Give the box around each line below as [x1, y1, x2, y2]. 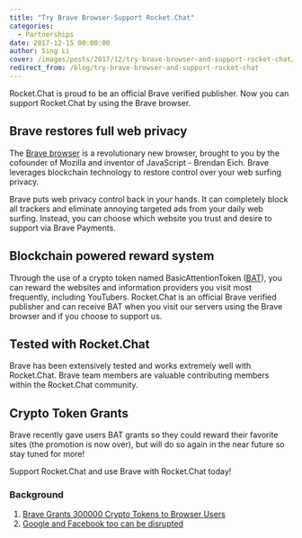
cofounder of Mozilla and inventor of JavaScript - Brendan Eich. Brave [9, 157, 270, 167]
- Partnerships [17, 30, 75, 39]
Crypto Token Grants [9, 406, 129, 421]
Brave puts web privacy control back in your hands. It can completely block [9, 193, 289, 204]
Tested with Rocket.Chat [9, 336, 150, 352]
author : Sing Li [9, 47, 70, 56]
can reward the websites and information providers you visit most [9, 282, 252, 292]
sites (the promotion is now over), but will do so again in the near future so [9, 439, 285, 450]
